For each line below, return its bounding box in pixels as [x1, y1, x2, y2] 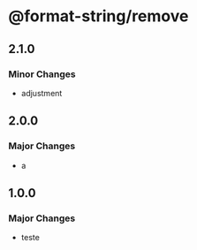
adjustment [20, 87, 63, 98]
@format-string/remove [8, 6, 189, 27]
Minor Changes [8, 68, 76, 80]
